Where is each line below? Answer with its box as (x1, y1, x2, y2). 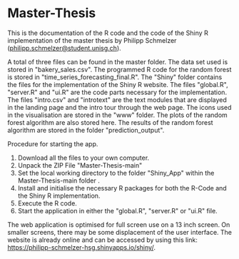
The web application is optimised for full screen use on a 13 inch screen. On (7, 220, 230, 229)
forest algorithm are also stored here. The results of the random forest (7, 118, 213, 126)
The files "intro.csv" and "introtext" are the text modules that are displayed (7, 95, 227, 104)
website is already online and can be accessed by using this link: (7, 235, 198, 244)
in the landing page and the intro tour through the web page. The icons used (7, 103, 232, 111)
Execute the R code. (17, 198, 77, 208)
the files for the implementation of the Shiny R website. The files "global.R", (7, 80, 228, 88)
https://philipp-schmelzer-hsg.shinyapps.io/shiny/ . (7, 243, 156, 251)
